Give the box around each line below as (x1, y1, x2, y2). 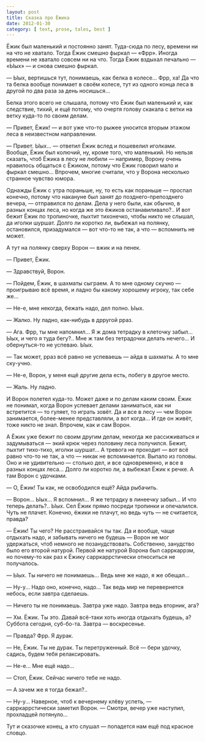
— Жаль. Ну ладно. (6, 383, 56, 391)
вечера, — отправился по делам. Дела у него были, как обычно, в (6, 200, 181, 207)
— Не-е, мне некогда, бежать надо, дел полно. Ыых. (6, 304, 144, 312)
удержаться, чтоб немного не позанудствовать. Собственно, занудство (6, 540, 195, 548)
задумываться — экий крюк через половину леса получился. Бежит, (6, 440, 187, 447)
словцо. (6, 729, 27, 736)
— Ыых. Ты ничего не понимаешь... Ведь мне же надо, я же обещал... (6, 572, 190, 579)
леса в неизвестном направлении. (6, 130, 97, 138)
